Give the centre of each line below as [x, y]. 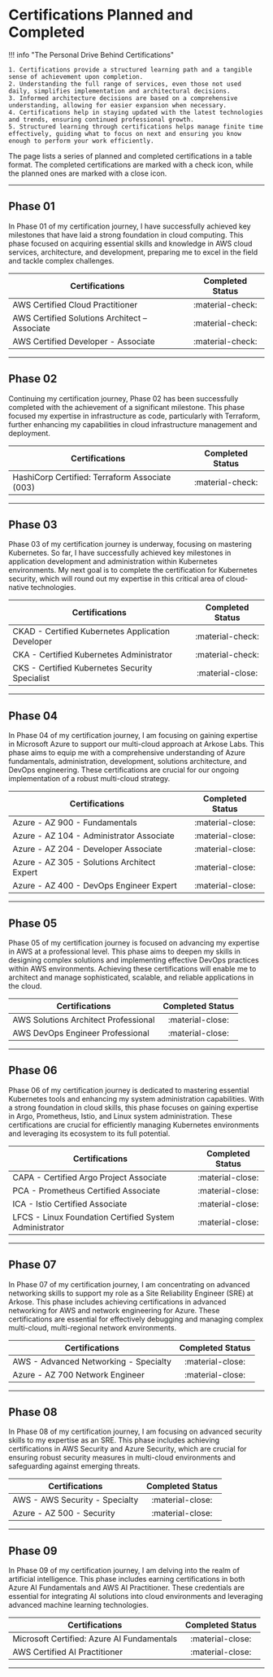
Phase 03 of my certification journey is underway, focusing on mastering [130, 544]
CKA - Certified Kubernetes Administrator [93, 655]
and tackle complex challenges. [61, 260]
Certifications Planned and [101, 15]
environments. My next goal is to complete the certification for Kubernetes [133, 570]
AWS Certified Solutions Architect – [80, 317]
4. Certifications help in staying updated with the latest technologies [136, 112]
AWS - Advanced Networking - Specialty [92, 1361]
